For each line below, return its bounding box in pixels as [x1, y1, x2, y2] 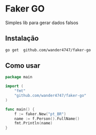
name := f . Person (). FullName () [14, 116, 80, 121]
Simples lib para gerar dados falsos [5, 20, 79, 26]
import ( [5, 84, 24, 89]
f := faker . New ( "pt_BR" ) [14, 111, 66, 116]
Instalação [5, 34, 39, 43]
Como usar [5, 61, 41, 70]
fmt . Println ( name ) [14, 121, 53, 126]
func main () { [5, 106, 35, 112]
